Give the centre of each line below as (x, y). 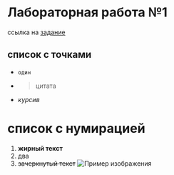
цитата (46, 86)
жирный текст (40, 148)
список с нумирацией (76, 128)
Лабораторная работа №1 (87, 12)
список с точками (50, 55)
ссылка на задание (36, 32)
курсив (29, 99)
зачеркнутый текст (47, 163)
